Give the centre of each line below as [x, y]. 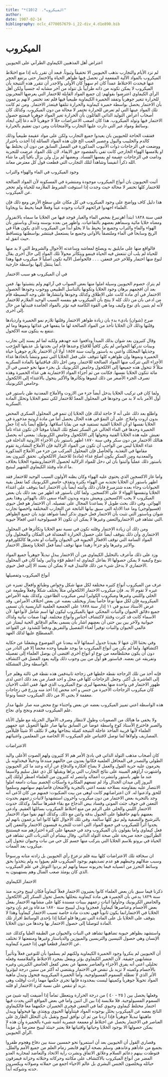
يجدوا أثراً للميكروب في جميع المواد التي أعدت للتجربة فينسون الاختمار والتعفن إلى [82, 825]
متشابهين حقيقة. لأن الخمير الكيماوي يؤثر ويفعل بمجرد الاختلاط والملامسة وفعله [79, 959]
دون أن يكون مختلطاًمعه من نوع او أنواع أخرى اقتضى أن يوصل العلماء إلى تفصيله [80, 653]
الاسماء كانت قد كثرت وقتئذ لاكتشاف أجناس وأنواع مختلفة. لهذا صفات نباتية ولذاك [81, 617]
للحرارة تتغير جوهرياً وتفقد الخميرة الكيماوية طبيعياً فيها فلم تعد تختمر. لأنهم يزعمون [82, 99]
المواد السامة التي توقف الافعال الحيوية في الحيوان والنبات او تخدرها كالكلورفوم [79, 540]
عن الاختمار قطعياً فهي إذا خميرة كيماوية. [43, 944]
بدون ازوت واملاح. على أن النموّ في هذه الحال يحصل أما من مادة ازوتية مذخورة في [82, 419]
